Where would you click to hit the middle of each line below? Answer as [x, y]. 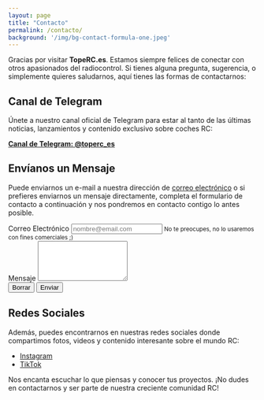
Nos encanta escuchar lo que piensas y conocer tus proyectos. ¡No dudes [129, 380]
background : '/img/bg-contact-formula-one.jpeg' [89, 37]
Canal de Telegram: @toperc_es [62, 144]
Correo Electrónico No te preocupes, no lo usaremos [131, 228]
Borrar [22, 287]
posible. [21, 213]
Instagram [36, 356]
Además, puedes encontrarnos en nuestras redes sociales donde [114, 332]
